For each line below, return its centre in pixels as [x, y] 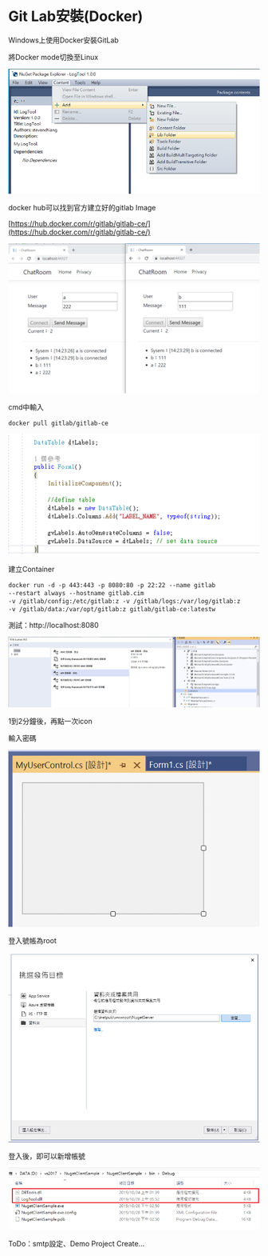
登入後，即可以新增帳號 [47, 1156]
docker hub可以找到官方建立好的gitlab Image [82, 207]
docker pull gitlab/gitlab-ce [59, 423]
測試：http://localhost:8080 [53, 626]
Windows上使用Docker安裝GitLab [64, 40]
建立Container [32, 570]
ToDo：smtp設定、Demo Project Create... [77, 1243]
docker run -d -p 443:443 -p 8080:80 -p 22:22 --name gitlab [112, 586]
